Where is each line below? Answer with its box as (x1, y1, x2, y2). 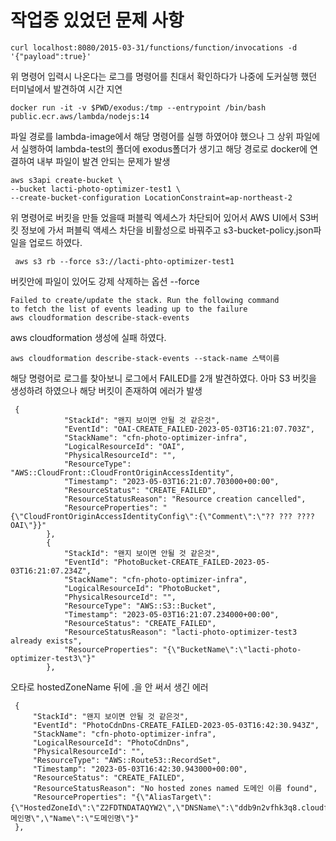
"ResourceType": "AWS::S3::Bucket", (63, 601, 217, 611)
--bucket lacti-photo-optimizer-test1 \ (10, 184, 182, 194)
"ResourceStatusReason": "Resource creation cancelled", (63, 494, 307, 504)
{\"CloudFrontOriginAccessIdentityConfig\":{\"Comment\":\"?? (10, 511, 275, 521)
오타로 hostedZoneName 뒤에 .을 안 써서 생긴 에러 (10, 681, 209, 693)
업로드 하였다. (28, 236, 83, 248)
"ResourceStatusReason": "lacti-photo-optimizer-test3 (63, 627, 298, 637)
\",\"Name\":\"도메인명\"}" (30, 813, 140, 823)
